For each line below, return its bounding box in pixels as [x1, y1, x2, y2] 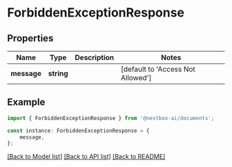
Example [7, 97, 46, 108]
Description [75, 53, 115, 62]
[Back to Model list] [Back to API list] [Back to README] [7, 153, 166, 161]
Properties [7, 32, 54, 44]
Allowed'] [120, 73, 152, 82]
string [48, 69, 68, 78]
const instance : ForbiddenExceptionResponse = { [7, 127, 150, 134]
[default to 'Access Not [120, 64, 195, 74]
